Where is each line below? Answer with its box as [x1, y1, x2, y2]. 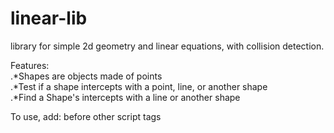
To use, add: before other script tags [10, 110, 162, 122]
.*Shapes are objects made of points [10, 70, 163, 82]
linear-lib [10, 7, 88, 30]
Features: [10, 59, 50, 71]
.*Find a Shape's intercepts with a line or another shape [10, 91, 241, 103]
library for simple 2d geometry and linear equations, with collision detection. [10, 40, 325, 52]
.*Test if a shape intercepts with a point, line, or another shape [10, 80, 268, 92]
